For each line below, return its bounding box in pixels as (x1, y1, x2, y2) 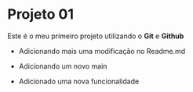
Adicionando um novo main (18, 61, 107, 71)
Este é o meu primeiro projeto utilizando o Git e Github (7, 31, 184, 41)
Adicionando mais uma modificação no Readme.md (18, 46, 186, 55)
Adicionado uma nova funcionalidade (18, 76, 140, 86)
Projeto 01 (7, 5, 75, 23)
